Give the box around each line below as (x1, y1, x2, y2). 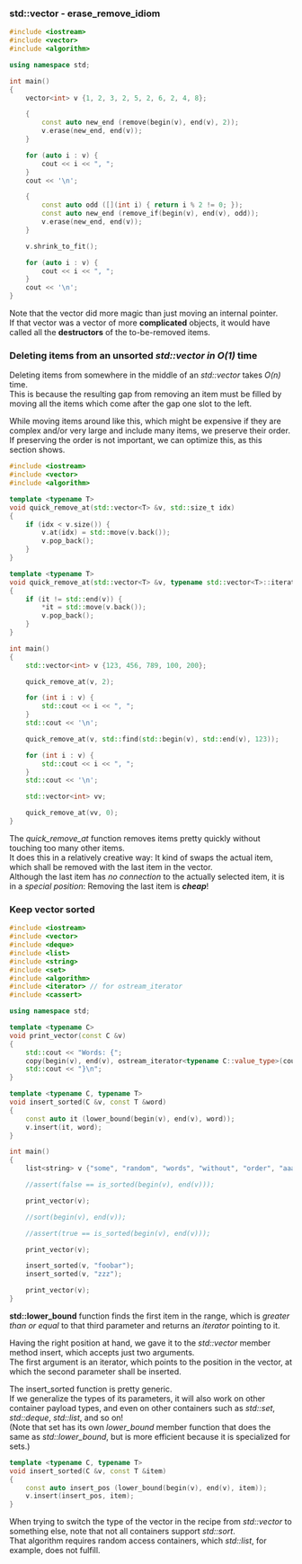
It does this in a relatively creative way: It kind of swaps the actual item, (9, 852, 273, 863)
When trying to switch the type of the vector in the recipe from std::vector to (9, 1516, 292, 1527)
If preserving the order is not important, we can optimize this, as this (9, 435, 262, 446)
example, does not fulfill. (9, 1545, 101, 1556)
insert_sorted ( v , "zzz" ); (25, 1270, 123, 1279)
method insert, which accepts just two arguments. (9, 1346, 195, 1357)
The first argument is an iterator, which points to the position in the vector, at (9, 1356, 293, 1367)
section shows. (9, 444, 66, 456)
